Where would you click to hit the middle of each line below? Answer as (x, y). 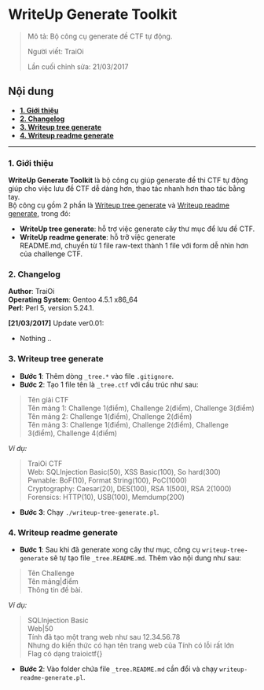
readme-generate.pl (51, 677)
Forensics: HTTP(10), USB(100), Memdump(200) (106, 497)
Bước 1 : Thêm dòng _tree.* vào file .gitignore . (97, 376)
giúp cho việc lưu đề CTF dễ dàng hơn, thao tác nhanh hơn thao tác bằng (127, 189)
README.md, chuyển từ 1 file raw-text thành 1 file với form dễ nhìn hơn (134, 246)
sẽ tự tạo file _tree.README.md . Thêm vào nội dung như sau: (146, 558)
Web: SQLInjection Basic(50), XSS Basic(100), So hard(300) (124, 472)
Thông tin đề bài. (55, 589)
